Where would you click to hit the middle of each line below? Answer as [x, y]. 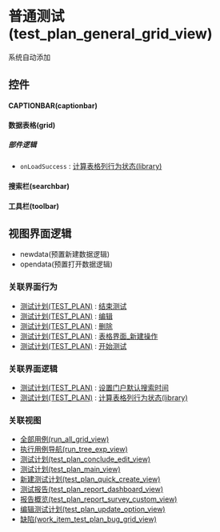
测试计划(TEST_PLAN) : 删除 [66, 326]
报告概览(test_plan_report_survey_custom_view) [98, 499]
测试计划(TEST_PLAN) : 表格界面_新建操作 [89, 336]
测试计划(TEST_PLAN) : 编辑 [66, 316]
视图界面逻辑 [40, 234]
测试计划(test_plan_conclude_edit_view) [85, 459]
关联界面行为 [33, 287]
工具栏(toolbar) [34, 206]
